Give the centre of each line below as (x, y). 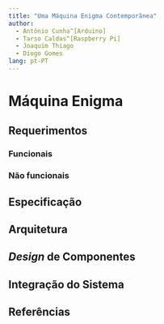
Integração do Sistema (66, 284)
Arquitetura (38, 230)
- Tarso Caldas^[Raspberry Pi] (68, 38)
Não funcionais (39, 176)
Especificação (45, 202)
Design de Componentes (72, 257)
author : (21, 23)
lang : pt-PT (28, 62)
